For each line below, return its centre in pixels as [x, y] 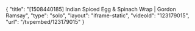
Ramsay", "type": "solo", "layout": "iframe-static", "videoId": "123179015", [97, 15]
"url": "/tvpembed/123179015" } [45, 22]
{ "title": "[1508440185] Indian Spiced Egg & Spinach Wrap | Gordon [91, 9]
